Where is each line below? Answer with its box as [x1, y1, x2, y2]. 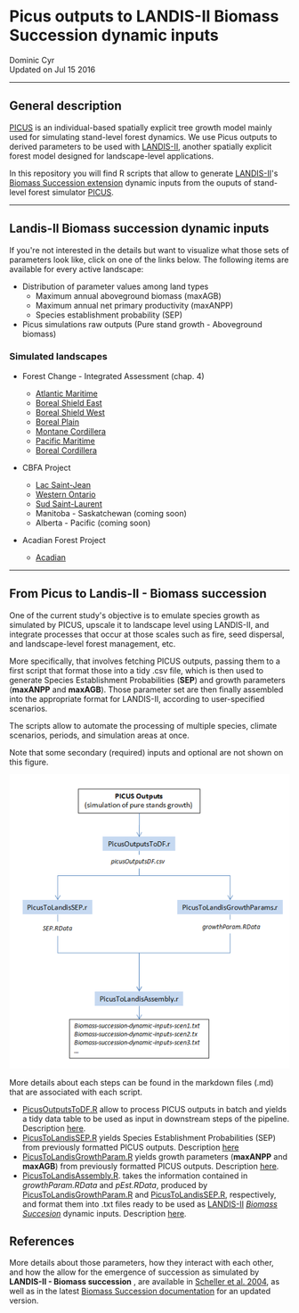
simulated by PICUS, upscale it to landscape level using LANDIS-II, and [9, 619, 270, 630]
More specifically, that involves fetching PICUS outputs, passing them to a [9, 656, 280, 666]
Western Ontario [35, 489, 96, 500]
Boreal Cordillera [35, 444, 98, 456]
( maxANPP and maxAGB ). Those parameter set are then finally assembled [9, 684, 284, 695]
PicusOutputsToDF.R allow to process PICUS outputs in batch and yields [21, 1103, 287, 1114]
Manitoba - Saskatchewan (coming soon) [35, 508, 187, 518]
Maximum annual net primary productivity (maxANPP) [35, 300, 234, 310]
